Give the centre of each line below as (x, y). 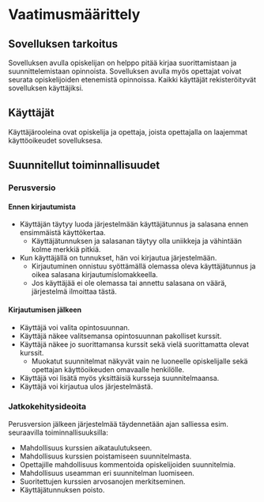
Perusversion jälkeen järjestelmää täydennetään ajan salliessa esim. (119, 424)
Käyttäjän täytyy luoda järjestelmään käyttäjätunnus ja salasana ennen (134, 224)
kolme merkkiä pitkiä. (66, 249)
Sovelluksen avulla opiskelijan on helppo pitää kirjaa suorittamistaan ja (123, 63)
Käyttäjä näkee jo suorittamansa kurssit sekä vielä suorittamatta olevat (134, 344)
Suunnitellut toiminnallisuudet (84, 165)
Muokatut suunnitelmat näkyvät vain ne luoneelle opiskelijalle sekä (140, 361)
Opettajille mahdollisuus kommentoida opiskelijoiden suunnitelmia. (127, 464)
